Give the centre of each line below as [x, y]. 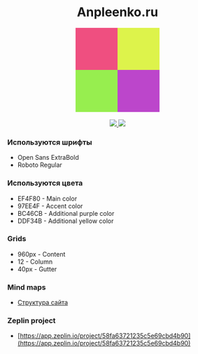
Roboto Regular [40, 165]
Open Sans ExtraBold [48, 158]
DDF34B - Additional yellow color [65, 221]
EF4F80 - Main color [47, 198]
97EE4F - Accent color [50, 206]
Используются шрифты [50, 142]
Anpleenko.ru [118, 12]
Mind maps [27, 287]
